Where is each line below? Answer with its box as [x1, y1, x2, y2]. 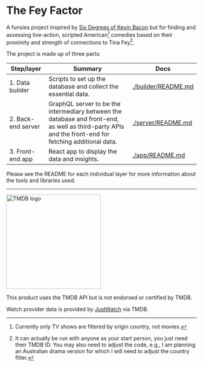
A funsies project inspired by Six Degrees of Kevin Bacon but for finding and [6, 24, 196, 31]
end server [9, 122, 40, 131]
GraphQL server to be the [48, 100, 121, 108]
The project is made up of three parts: [6, 50, 101, 57]
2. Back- [9, 115, 35, 123]
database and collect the [48, 82, 119, 91]
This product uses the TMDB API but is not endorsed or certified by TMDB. [6, 294, 193, 301]
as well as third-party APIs [48, 122, 125, 131]
